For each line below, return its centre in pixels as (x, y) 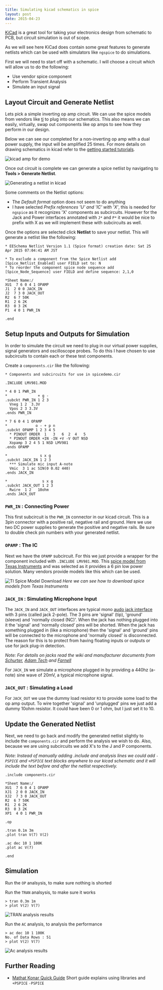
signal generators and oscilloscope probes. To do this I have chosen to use (80, 351)
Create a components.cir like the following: (47, 365)
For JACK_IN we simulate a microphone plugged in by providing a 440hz (77, 670)
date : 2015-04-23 (23, 19)
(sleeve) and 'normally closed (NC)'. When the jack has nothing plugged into (81, 620)
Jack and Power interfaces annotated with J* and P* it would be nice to (83, 217)
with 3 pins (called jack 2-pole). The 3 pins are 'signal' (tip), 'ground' (74, 614)
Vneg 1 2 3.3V (25, 404)
